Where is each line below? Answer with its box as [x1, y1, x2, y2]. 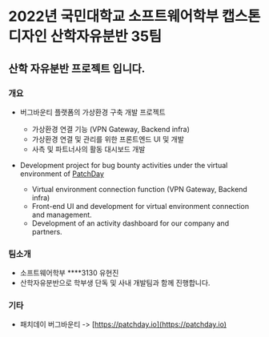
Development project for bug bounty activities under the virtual [19, 160, 228, 170]
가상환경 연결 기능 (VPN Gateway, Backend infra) [31, 124, 191, 134]
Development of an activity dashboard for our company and [31, 218, 230, 228]
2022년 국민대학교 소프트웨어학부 [8, 7, 219, 26]
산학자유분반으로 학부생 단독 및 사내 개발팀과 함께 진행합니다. [19, 278, 211, 288]
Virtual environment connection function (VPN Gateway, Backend [31, 184, 248, 194]
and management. [31, 210, 92, 219]
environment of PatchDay [19, 169, 104, 179]
